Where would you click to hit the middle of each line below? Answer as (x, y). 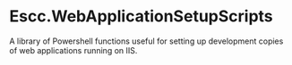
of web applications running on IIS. (73, 50)
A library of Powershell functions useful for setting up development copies (146, 41)
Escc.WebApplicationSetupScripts (141, 16)
